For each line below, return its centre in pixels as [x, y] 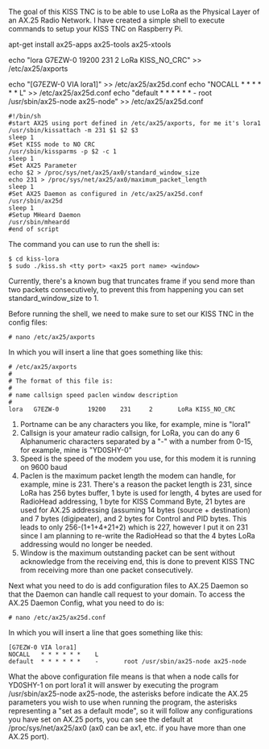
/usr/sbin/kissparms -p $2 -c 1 [62, 152]
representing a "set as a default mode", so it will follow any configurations [131, 711]
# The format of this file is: [61, 381]
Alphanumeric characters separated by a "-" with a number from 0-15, [137, 441]
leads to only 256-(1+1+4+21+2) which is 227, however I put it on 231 [134, 527]
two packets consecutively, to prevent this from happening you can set [126, 289]
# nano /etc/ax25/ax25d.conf [57, 617]
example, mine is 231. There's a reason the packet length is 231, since [136, 484]
